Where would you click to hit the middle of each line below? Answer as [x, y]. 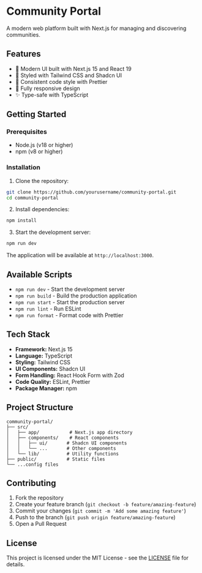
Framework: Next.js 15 [44, 349]
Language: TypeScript [43, 356]
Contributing [31, 483]
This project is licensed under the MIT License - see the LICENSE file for [97, 558]
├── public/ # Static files [56, 459]
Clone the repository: [42, 181]
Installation [24, 168]
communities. [24, 34]
